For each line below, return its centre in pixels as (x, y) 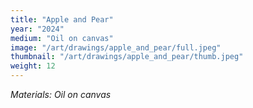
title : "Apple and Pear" (62, 19)
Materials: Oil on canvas (61, 94)
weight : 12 (33, 66)
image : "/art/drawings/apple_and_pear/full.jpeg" (116, 47)
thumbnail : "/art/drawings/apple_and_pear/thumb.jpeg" (127, 57)
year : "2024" (37, 29)
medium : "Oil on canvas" (62, 38)
